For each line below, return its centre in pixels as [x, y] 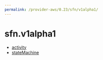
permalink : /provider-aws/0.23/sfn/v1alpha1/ [51, 10]
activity [19, 47]
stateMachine [25, 52]
